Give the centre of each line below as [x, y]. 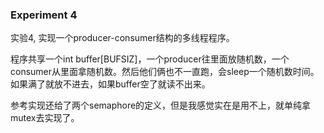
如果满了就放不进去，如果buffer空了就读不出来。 [110, 84]
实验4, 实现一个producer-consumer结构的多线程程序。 [122, 38]
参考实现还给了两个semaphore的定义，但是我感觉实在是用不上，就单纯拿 [161, 105]
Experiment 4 [44, 15]
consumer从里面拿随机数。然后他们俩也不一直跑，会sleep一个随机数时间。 [165, 72]
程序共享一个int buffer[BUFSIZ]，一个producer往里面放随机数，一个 [150, 59]
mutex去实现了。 [45, 118]
